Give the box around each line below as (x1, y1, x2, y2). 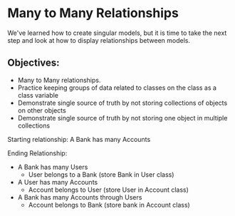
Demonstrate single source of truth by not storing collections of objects (17, 98, 228, 107)
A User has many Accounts (17, 178, 98, 186)
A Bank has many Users (17, 163, 88, 171)
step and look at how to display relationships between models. (7, 36, 191, 44)
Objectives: (7, 57, 60, 69)
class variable (17, 91, 59, 99)
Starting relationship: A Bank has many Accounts (7, 135, 151, 143)
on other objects (17, 106, 66, 115)
